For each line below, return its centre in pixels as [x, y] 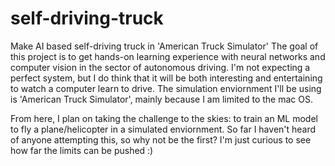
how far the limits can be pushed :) [82, 150]
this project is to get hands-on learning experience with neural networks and [168, 56]
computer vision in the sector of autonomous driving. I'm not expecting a [160, 67]
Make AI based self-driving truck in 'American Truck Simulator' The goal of [164, 46]
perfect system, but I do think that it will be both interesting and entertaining [166, 78]
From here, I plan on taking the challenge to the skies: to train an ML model [164, 118]
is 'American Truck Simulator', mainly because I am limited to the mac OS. [161, 99]
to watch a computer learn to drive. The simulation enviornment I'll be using [166, 88]
